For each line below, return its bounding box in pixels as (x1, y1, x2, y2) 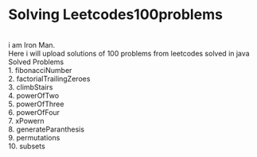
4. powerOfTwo (8, 90, 60, 100)
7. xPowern (8, 116, 45, 125)
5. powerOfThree (8, 99, 64, 109)
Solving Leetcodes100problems (8, 6, 223, 24)
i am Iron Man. (8, 40, 56, 49)
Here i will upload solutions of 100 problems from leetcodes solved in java (8, 48, 250, 58)
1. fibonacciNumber (8, 65, 72, 75)
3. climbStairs (8, 82, 53, 92)
